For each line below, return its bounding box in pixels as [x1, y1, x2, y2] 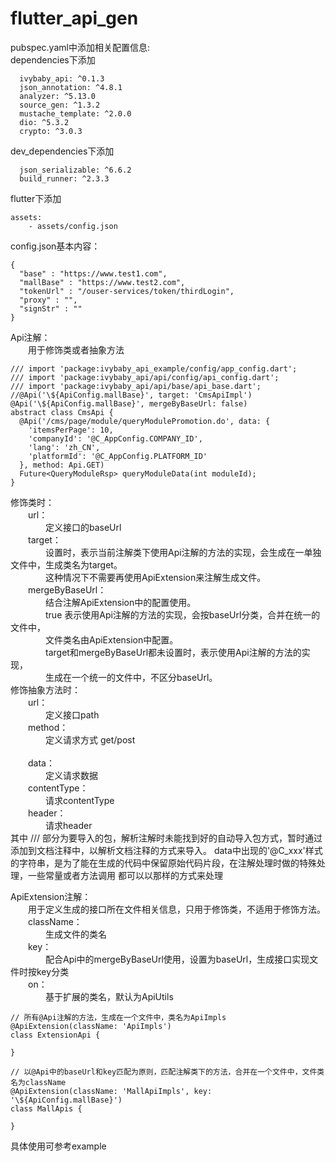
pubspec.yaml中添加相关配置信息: [10, 41, 150, 53]
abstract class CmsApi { [10, 407, 114, 417]
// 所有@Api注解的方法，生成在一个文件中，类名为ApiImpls [10, 1012, 227, 1022]
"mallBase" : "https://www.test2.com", [19, 277, 186, 287]
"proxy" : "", [19, 295, 78, 305]
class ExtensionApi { [10, 1030, 101, 1040]
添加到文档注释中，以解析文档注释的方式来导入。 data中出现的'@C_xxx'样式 [10, 844, 323, 856]
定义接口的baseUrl [45, 521, 122, 533]
